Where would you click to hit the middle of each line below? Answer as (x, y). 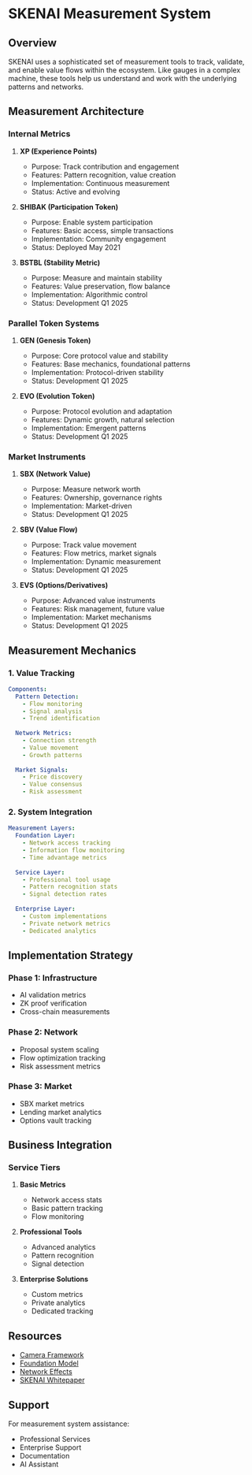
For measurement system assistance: (69, 1424)
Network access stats (67, 1200)
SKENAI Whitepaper (52, 1380)
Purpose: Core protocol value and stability (100, 355)
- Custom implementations (65, 916)
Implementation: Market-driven (82, 506)
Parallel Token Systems (54, 323)
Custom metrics (57, 1295)
